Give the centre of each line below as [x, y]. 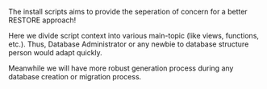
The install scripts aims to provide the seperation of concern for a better [128, 12]
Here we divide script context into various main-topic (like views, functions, [134, 36]
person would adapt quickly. [55, 53]
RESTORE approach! [42, 20]
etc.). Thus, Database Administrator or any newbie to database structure [129, 44]
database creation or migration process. [75, 77]
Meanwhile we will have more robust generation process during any [121, 68]
